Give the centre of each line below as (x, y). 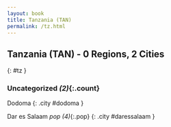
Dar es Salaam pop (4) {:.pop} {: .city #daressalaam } (81, 117)
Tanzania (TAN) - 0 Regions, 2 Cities (86, 54)
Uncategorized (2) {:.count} (54, 89)
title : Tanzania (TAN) (39, 20)
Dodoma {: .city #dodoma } (45, 103)
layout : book (26, 13)
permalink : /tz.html (37, 26)
